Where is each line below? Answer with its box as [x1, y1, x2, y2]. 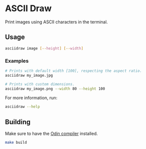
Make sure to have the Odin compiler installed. [5, 131, 98, 136]
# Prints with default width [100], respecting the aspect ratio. [5, 68, 142, 73]
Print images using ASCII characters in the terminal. [5, 19, 108, 25]
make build [5, 140, 27, 145]
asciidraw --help [5, 104, 40, 109]
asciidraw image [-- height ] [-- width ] [5, 46, 83, 51]
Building [5, 117, 31, 126]
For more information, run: [5, 95, 58, 101]
